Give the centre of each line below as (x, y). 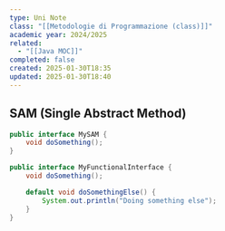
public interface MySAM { (58, 134)
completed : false (42, 60)
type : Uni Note (38, 18)
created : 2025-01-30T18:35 (60, 69)
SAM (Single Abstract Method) (98, 114)
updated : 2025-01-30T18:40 (60, 77)
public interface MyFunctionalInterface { (91, 168)
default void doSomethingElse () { (91, 192)
